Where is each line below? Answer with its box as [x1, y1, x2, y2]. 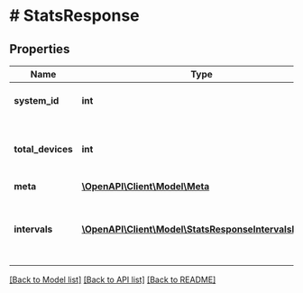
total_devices [14, 143, 74, 155]
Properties [9, 41, 70, 57]
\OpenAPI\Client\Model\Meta [81, 180, 210, 192]
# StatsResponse [9, 5, 140, 26]
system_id [14, 95, 60, 106]
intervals [14, 223, 53, 235]
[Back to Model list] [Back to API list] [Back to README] [9, 274, 216, 285]
